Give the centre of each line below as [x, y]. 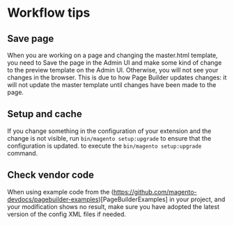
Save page [31, 39]
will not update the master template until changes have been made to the [112, 85]
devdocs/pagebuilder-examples [53, 199]
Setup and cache [45, 114]
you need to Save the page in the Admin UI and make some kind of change [115, 63]
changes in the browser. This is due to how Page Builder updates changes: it [117, 77]
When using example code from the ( [60, 192]
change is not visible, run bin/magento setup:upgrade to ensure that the [109, 138]
